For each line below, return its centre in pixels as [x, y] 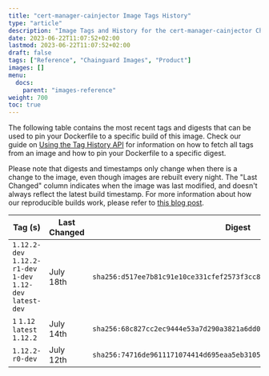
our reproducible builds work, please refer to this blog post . [106, 203]
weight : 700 [28, 98]
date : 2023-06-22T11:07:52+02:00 [64, 38]
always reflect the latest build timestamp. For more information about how [130, 194]
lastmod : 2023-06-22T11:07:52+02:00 [69, 46]
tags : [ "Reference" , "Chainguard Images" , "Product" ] [100, 61]
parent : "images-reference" [69, 90]
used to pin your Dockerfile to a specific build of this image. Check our [125, 136]
